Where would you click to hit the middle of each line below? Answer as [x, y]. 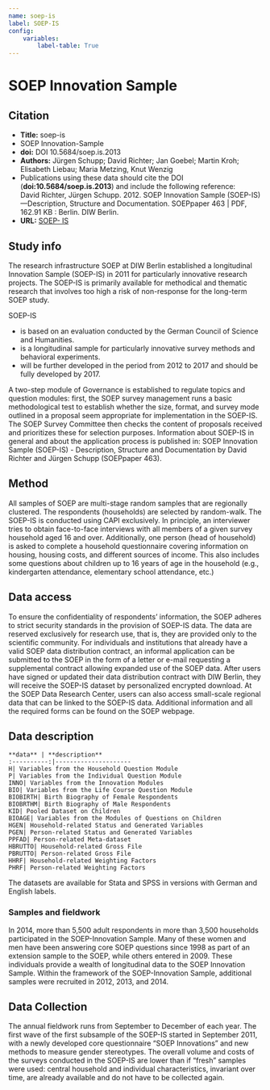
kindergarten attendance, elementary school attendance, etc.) [111, 572]
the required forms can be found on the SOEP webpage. [102, 711]
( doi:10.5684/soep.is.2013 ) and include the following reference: [128, 187]
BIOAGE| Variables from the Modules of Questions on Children [115, 819]
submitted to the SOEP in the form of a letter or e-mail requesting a [120, 660]
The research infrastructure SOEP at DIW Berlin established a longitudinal [130, 265]
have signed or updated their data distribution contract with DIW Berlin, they [135, 677]
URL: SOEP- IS [44, 221]
